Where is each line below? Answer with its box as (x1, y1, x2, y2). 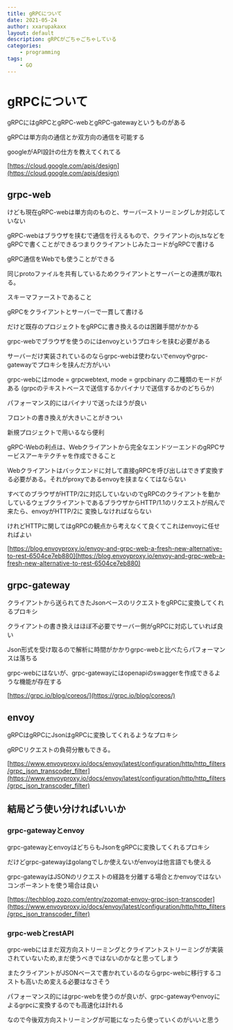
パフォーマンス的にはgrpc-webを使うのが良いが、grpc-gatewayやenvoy (7, 992, 215, 1000)
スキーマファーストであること (7, 293, 92, 302)
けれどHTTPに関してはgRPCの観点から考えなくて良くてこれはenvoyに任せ (7, 522, 221, 531)
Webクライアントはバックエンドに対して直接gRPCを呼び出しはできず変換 (7, 466, 218, 475)
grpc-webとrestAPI (7, 928, 74, 938)
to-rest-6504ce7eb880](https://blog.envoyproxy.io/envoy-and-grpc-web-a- (7, 552, 225, 560)
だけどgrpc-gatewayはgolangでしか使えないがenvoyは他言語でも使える (7, 857, 212, 866)
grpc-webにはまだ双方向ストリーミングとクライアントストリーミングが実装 (7, 945, 224, 954)
